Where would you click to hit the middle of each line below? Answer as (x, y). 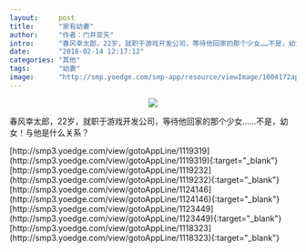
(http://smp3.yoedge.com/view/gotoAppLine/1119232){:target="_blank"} (145, 179)
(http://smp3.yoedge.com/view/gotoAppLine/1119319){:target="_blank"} (144, 160)
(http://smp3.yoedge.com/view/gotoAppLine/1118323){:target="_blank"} (145, 237)
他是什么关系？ (61, 132)
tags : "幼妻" (45, 69)
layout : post (42, 18)
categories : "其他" (45, 60)
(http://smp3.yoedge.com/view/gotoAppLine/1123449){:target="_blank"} (146, 218)
